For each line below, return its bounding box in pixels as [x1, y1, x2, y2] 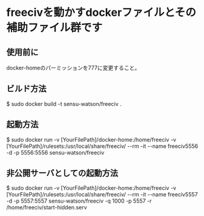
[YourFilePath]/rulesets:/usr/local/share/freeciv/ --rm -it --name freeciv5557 [6, 191, 198, 198]
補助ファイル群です [6, 21, 103, 35]
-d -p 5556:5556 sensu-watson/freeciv [6, 148, 105, 156]
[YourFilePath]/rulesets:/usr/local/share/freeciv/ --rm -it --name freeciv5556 [6, 142, 199, 150]
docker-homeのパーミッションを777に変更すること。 [6, 64, 141, 71]
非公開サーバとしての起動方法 [6, 168, 119, 178]
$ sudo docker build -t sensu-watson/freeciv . [6, 100, 122, 107]
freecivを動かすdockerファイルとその [6, 5, 197, 19]
